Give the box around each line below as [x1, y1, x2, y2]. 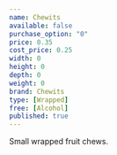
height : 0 [9, 63, 46, 72]
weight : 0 [9, 79, 46, 88]
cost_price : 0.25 [9, 46, 73, 55]
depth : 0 [9, 71, 41, 80]
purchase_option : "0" [9, 29, 89, 38]
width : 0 [9, 54, 41, 63]
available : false [9, 21, 73, 30]
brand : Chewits [9, 87, 65, 96]
